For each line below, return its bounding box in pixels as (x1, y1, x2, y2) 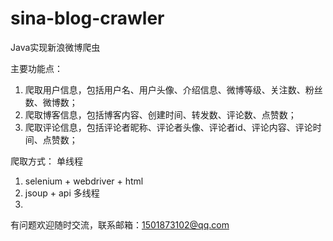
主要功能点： (10, 62, 63, 74)
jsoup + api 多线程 (24, 187, 100, 199)
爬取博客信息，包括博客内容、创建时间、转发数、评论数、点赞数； (24, 108, 297, 121)
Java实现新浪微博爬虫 (10, 41, 101, 53)
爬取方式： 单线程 (10, 155, 83, 167)
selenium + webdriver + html (24, 175, 144, 187)
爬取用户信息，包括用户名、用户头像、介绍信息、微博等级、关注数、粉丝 (24, 83, 323, 96)
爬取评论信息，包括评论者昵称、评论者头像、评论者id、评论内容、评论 (24, 121, 313, 133)
